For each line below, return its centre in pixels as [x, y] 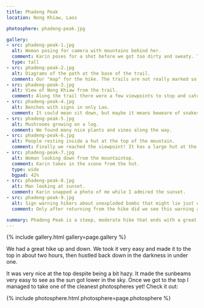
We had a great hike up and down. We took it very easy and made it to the [99, 249]
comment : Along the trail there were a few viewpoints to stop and [99, 96]
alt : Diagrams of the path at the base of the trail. [81, 74]
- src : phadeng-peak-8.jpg [40, 181]
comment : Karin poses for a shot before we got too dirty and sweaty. [103, 56]
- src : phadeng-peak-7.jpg [40, 152]
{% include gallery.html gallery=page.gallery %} [66, 237]
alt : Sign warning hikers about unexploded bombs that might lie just [103, 203]
